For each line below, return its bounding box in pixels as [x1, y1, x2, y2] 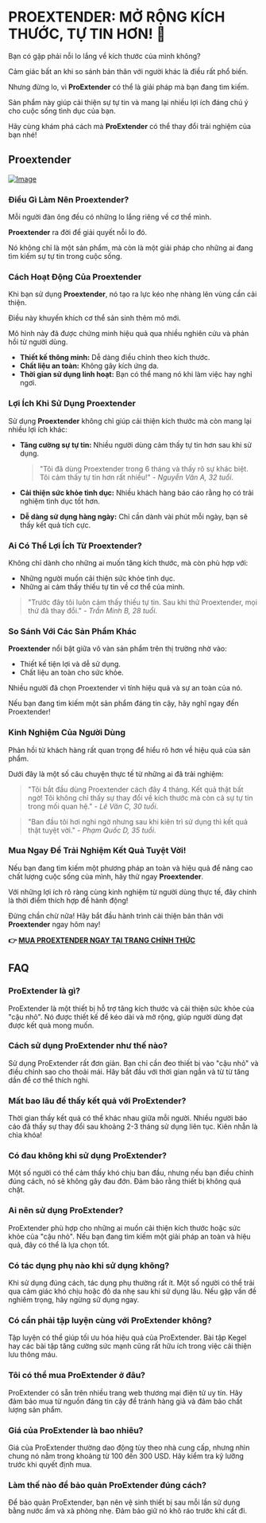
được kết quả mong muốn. [8, 1020, 94, 1030]
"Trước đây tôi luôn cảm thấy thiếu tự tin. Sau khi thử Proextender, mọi [27, 597, 258, 607]
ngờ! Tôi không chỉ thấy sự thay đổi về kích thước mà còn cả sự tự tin [27, 793, 253, 802]
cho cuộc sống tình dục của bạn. [8, 106, 116, 115]
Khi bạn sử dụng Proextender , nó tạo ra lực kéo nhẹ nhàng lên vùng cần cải [8, 289, 257, 299]
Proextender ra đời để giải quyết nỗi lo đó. [8, 228, 148, 237]
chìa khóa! [8, 1130, 42, 1140]
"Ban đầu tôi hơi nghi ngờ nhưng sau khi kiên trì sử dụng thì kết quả [27, 816, 249, 826]
